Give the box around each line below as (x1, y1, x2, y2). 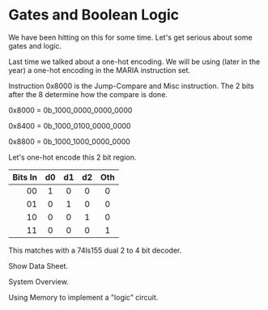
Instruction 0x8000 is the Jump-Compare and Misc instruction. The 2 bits (8, 81, 254, 91)
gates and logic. (8, 40, 62, 50)
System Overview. (8, 277, 69, 287)
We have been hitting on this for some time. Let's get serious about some (8, 32, 253, 42)
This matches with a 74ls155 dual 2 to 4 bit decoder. (8, 245, 182, 255)
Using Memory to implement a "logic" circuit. (8, 292, 159, 302)
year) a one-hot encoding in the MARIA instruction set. (8, 65, 191, 74)
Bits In (12, 172, 38, 183)
